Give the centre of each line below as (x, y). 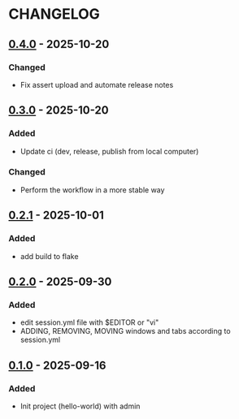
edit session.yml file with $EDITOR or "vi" (89, 322)
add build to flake (49, 256)
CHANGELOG (54, 14)
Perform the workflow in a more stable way (92, 190)
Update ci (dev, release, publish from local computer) (109, 151)
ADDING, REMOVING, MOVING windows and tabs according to (125, 331)
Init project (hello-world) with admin (80, 406)
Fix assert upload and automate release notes (97, 84)
